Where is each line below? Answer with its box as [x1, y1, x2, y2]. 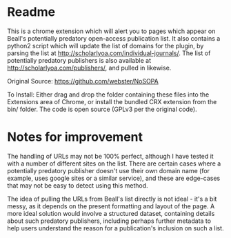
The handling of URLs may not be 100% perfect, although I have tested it [7, 152, 214, 160]
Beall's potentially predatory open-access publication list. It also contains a [7, 34, 221, 42]
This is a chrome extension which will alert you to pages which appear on [7, 27, 216, 35]
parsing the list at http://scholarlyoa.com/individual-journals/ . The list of [7, 49, 211, 57]
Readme [7, 4, 56, 20]
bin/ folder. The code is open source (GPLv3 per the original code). [7, 105, 198, 113]
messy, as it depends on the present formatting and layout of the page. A [7, 201, 215, 210]
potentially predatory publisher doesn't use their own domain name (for [7, 166, 210, 175]
